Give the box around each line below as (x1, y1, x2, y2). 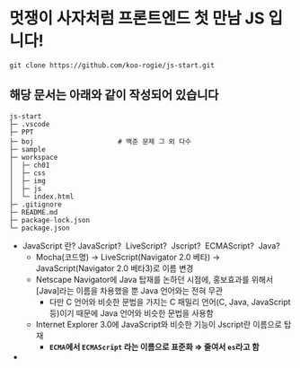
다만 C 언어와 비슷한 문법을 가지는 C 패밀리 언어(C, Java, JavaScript (49, 296, 291, 307)
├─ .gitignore (9, 199, 63, 209)
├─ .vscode (9, 119, 50, 128)
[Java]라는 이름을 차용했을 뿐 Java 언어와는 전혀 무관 (35, 285, 223, 296)
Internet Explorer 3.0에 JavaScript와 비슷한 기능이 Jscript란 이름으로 (35, 319, 283, 329)
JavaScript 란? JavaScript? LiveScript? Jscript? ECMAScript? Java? (22, 240, 280, 251)
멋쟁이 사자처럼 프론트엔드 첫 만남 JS (9, 8, 265, 29)
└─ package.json (9, 223, 70, 232)
